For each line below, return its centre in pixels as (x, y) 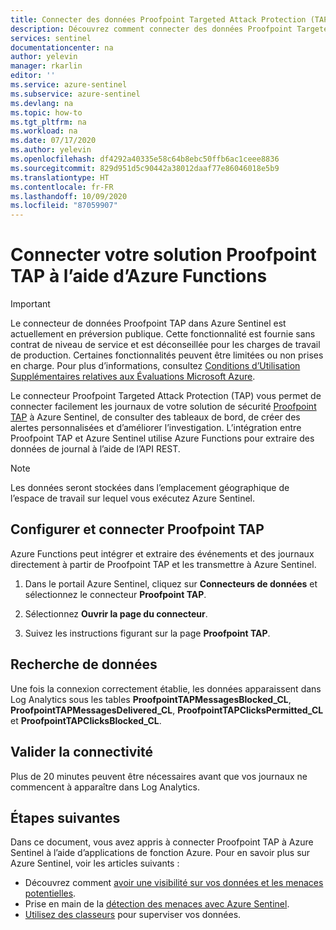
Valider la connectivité (82, 752)
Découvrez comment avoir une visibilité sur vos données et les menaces (174, 883)
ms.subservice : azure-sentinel (75, 94)
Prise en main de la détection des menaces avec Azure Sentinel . (157, 904)
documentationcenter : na (62, 47)
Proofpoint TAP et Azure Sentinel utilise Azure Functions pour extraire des (162, 438)
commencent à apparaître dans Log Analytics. (105, 787)
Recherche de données (84, 664)
